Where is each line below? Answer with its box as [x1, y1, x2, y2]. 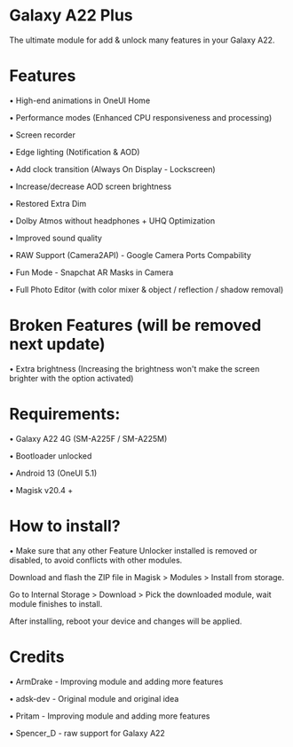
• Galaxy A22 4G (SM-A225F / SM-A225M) [9, 433, 168, 444]
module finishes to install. [9, 598, 103, 609]
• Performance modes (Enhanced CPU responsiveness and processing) [9, 112, 273, 122]
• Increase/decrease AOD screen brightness [9, 181, 171, 192]
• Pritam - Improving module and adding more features [9, 711, 210, 721]
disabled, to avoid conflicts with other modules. [9, 554, 183, 565]
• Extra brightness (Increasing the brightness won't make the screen [9, 363, 260, 373]
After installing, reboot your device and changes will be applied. [9, 616, 242, 626]
